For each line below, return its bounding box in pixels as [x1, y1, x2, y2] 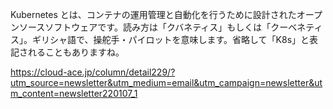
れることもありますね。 [27, 46, 125, 58]
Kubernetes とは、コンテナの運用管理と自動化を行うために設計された [10, 9, 297, 20]
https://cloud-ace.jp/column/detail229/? [10, 66, 176, 78]
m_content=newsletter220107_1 [10, 88, 138, 99]
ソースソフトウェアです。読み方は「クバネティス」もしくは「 [18, 21, 272, 33]
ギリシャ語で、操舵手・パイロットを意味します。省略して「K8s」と [31, 34, 310, 45]
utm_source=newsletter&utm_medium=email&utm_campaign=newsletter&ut [10, 77, 323, 88]
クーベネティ [270, 21, 323, 33]
